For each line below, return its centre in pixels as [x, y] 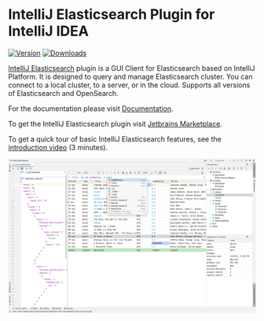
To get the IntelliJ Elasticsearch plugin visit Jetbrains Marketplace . [115, 124]
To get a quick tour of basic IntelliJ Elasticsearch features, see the [115, 138]
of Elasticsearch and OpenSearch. [64, 93]
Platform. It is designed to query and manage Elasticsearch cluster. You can [130, 76]
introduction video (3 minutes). [58, 147]
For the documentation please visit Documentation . [91, 109]
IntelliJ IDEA [48, 31]
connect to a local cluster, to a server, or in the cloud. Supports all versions [129, 85]
